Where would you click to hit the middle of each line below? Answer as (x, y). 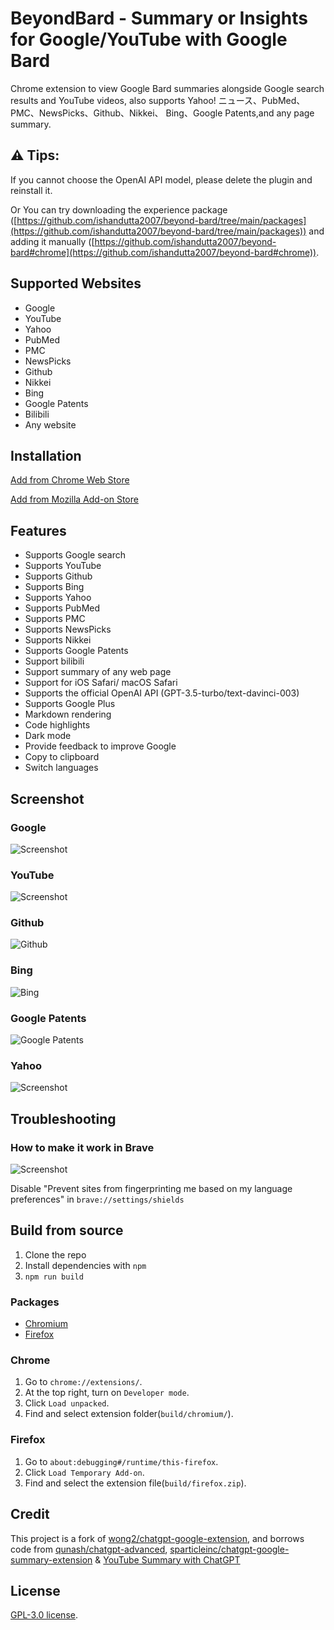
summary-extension (51, 1559)
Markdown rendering (68, 714)
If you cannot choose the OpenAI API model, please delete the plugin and (161, 179)
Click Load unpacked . (67, 1403)
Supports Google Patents (76, 651)
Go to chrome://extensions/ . (83, 1382)
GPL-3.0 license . (44, 1615)
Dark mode (48, 736)
